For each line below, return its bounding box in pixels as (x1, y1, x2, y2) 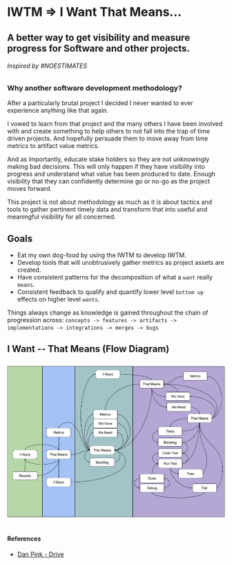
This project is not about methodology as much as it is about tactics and (7, 198, 213, 206)
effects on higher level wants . (17, 295, 100, 303)
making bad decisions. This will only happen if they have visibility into (7, 163, 205, 171)
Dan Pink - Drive (17, 550, 64, 558)
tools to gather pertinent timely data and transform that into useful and (7, 205, 208, 214)
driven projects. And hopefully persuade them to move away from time (7, 134, 209, 142)
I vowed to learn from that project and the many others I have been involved (7, 120, 223, 128)
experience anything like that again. (7, 106, 109, 115)
